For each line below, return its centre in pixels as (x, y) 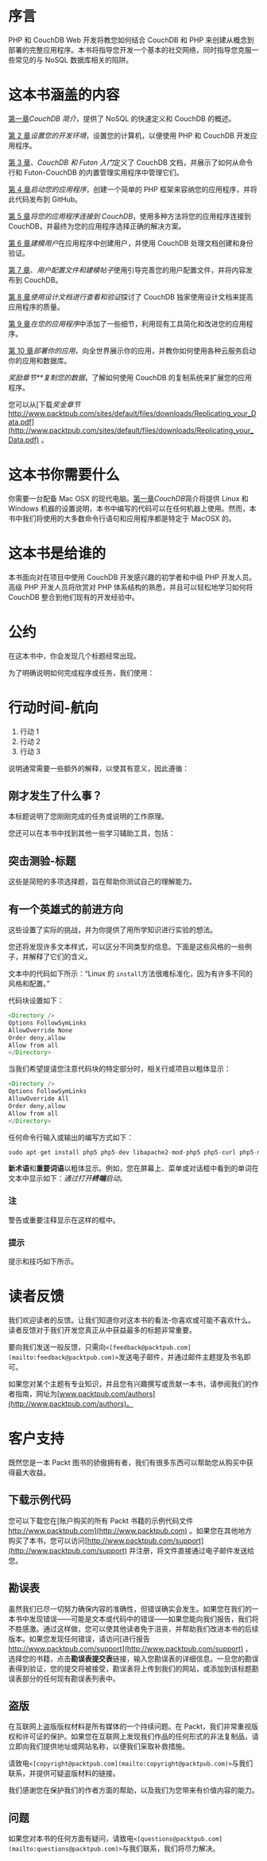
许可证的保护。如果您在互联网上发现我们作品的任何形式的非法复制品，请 (140, 1737)
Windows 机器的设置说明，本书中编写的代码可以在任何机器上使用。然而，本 (132, 508)
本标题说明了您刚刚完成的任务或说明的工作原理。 (88, 817)
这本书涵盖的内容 (64, 95)
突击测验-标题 (42, 861)
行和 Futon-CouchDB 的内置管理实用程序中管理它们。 (96, 172)
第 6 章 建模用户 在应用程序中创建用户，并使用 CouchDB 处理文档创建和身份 (131, 243)
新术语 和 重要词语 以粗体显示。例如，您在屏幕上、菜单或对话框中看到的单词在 (133, 1169)
